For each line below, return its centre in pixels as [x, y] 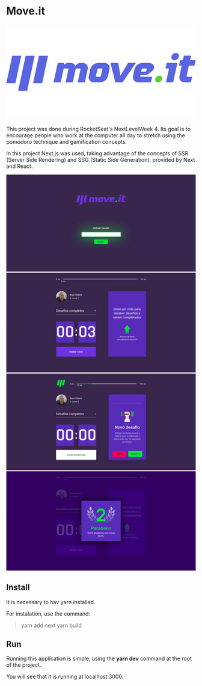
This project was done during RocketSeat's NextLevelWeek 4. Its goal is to [99, 129]
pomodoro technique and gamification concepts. [67, 141]
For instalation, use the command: [48, 613]
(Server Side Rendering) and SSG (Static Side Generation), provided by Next [101, 159]
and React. [20, 166]
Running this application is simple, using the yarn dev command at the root [99, 659]
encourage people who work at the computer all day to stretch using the [96, 135]
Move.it [26, 11]
